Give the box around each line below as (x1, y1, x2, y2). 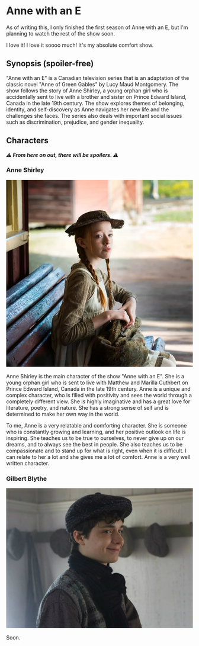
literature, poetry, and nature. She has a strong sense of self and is (6, 404, 169, 411)
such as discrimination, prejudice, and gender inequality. (6, 118, 145, 126)
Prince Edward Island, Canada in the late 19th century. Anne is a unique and (6, 385, 191, 392)
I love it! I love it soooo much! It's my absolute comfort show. (6, 41, 154, 49)
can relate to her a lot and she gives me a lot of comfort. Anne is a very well (6, 453, 191, 460)
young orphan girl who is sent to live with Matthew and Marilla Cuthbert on (6, 379, 188, 386)
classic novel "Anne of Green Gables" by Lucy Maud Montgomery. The (6, 81, 179, 88)
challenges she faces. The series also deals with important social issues (6, 112, 182, 119)
